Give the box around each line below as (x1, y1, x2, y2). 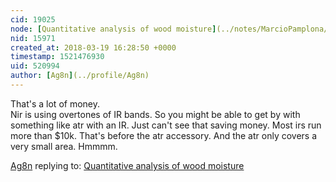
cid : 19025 (10, 14, 56, 25)
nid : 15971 (10, 33, 56, 43)
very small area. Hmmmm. (10, 140, 118, 152)
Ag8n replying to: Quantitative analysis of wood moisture (10, 159, 245, 171)
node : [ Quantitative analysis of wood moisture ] (10, 24, 217, 34)
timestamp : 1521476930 (10, 52, 105, 62)
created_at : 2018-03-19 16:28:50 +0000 (10, 42, 177, 53)
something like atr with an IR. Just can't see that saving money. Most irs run (10, 119, 322, 131)
